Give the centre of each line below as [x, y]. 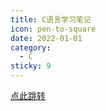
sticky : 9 [31, 66]
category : [31, 47]
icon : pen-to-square [53, 29]
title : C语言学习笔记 [51, 19]
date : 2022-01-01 [46, 38]
